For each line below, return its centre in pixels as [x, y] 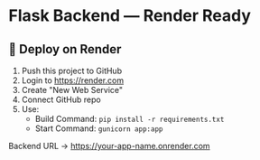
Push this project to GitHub [72, 71]
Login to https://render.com [72, 80]
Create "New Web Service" [72, 90]
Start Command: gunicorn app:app [99, 128]
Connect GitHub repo [61, 99]
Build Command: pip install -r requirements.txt [130, 119]
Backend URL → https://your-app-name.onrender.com [109, 146]
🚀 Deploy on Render [65, 49]
